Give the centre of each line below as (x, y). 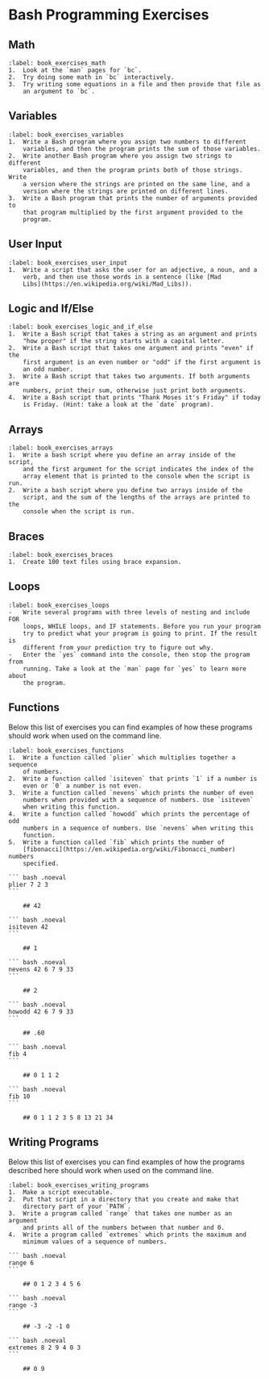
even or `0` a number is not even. (83, 786)
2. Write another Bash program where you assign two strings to (120, 156)
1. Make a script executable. (61, 1192)
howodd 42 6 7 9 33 (41, 1011)
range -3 (23, 1305)
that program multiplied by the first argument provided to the (133, 212)
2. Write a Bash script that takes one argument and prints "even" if (131, 349)
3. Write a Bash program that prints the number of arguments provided (133, 198)
